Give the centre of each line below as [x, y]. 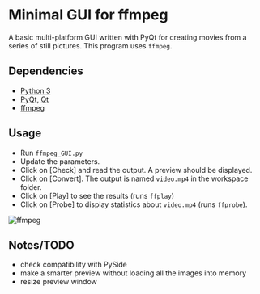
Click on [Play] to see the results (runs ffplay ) [97, 195]
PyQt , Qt [34, 99]
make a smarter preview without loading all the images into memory [133, 273]
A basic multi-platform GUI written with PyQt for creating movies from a [128, 37]
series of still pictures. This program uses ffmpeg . [90, 45]
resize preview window [58, 282]
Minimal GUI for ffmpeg [88, 15]
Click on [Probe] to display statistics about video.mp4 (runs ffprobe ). [134, 204]
